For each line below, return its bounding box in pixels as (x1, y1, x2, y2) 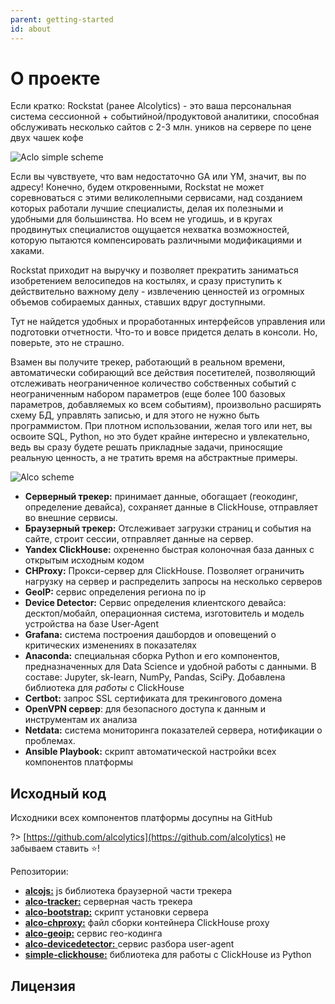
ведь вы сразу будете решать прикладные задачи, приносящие (10, 441, 283, 453)
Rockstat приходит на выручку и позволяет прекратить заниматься (10, 264, 299, 276)
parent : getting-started (10, 14, 114, 25)
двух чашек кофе (10, 132, 84, 144)
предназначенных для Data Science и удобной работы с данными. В (24, 661, 317, 673)
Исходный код (10, 785, 107, 802)
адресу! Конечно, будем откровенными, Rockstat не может (10, 181, 265, 193)
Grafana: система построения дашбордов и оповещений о (24, 629, 277, 641)
